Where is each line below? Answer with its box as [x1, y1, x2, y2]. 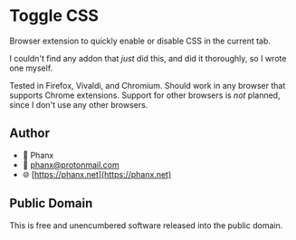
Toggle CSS [9, 5, 100, 26]
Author [9, 126, 50, 141]
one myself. [9, 62, 53, 73]
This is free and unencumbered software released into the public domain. [9, 219, 283, 231]
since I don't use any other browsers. [9, 99, 148, 110]
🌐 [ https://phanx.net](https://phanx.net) [22, 168, 172, 179]
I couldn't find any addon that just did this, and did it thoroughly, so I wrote [9, 53, 287, 63]
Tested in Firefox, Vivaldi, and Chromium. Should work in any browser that [9, 80, 286, 91]
